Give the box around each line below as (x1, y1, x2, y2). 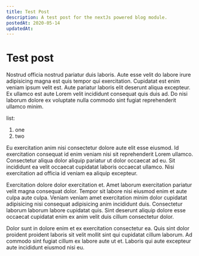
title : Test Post (6, 8, 50, 15)
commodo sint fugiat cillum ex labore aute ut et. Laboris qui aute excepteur (6, 237, 192, 245)
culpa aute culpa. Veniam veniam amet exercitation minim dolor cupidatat (6, 194, 188, 201)
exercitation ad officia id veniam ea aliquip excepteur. (6, 170, 138, 177)
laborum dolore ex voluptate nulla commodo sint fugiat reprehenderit (6, 97, 177, 104)
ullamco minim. (6, 103, 44, 110)
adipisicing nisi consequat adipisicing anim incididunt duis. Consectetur (6, 200, 183, 207)
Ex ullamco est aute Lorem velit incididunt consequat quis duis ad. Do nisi (6, 91, 188, 98)
